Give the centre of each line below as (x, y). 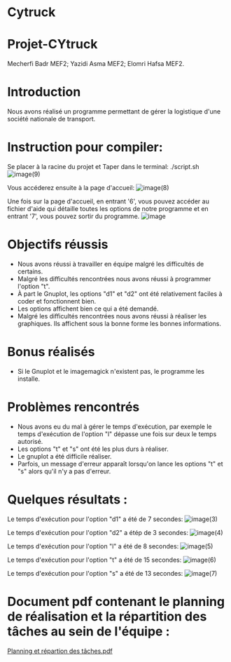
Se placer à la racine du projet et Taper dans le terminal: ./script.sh (103, 167)
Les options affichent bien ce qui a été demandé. (88, 309)
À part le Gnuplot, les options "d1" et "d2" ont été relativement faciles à (120, 293)
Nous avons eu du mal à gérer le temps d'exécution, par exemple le (114, 426)
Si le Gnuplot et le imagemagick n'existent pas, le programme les (111, 371)
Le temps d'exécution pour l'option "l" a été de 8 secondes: (93, 546)
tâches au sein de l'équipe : (89, 631)
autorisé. (30, 441)
